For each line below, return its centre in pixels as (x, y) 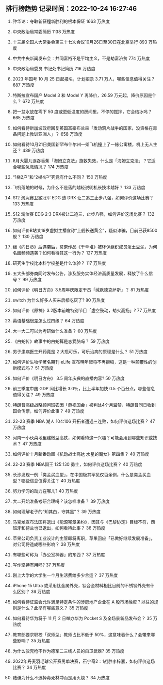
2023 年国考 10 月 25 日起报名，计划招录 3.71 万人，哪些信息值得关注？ (84, 79)
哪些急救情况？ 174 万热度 (43, 167)
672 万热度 (33, 101)
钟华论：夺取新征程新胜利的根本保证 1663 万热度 (61, 21)
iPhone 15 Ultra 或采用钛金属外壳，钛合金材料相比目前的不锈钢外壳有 (81, 585)
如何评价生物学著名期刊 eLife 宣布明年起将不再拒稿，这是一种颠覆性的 (82, 362)
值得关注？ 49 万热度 (33, 395)
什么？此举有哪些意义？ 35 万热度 (55, 608)
